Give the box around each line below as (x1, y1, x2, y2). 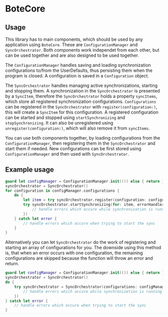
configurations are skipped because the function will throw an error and (5, 255, 153, 261)
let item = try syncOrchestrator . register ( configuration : (23, 197, 146, 202)
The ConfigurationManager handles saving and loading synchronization (5, 62, 151, 68)
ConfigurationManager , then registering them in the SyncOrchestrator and (5, 140, 156, 146)
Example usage (5, 165, 54, 174)
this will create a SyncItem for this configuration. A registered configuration (5, 109, 159, 115)
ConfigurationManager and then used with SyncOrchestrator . (5, 151, 129, 157)
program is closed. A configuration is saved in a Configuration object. (5, 73, 149, 78)
